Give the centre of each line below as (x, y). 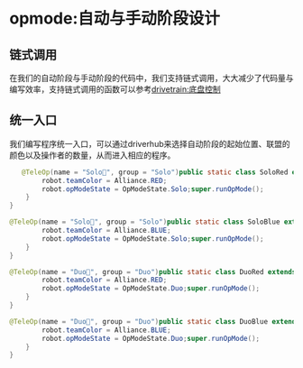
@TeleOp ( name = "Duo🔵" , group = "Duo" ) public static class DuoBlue (139, 321)
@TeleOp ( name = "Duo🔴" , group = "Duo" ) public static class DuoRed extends (153, 271)
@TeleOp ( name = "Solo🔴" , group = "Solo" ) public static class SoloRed (155, 172)
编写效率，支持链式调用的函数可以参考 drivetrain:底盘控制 (115, 89)
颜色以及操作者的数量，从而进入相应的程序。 (92, 155)
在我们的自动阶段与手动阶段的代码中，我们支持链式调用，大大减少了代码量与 (151, 78)
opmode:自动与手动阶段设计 (115, 18)
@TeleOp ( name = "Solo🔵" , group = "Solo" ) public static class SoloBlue (145, 222)
